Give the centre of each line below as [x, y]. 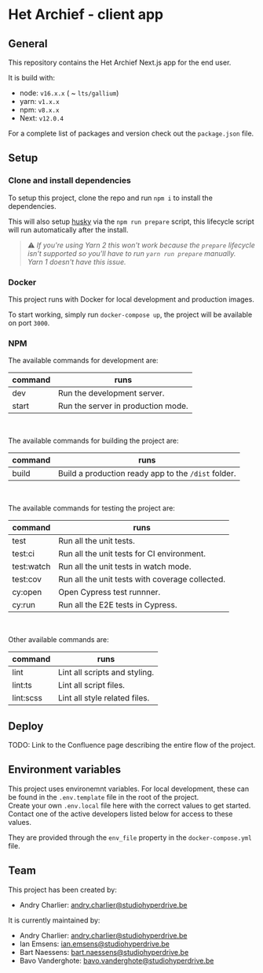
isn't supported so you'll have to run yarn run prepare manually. [131, 253]
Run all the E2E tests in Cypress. [118, 605]
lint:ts [22, 685]
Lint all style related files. [104, 698]
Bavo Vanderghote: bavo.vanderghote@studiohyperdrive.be [117, 960]
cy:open [27, 592]
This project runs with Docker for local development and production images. [131, 299]
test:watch [31, 566]
